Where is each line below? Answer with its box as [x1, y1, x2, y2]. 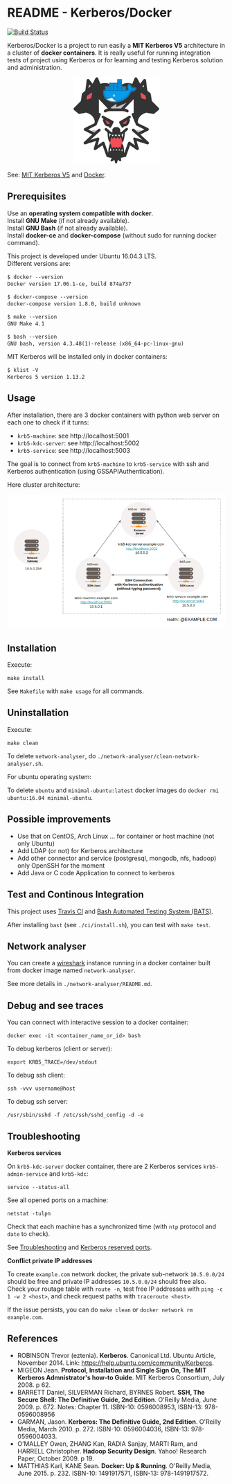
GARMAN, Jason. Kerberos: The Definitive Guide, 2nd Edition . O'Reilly [17, 1418, 222, 1426]
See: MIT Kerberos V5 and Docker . [7, 170, 106, 179]
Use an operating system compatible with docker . [7, 209, 154, 217]
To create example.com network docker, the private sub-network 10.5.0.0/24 [7, 1269, 225, 1278]
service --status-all [7, 1183, 70, 1190]
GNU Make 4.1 [7, 320, 45, 327]
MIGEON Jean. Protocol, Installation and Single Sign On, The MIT [17, 1366, 207, 1374]
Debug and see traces [7, 999, 104, 1012]
